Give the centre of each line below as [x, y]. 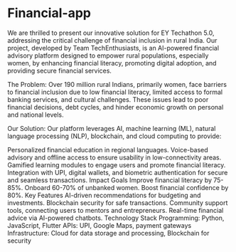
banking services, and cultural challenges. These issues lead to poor [108, 99]
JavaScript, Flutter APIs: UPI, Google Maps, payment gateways [100, 225]
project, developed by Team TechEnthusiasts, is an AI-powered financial [113, 48]
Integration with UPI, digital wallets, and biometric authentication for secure [118, 172]
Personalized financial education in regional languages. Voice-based [108, 149]
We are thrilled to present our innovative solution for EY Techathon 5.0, [111, 33]
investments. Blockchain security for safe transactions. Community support [118, 203]
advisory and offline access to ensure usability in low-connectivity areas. [114, 157]
